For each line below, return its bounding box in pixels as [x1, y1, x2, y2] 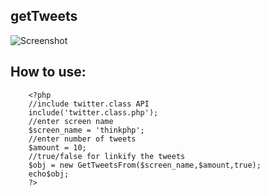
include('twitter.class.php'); [28, 107, 159, 118]
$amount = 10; [28, 142, 87, 153]
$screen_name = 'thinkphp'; [28, 125, 145, 135]
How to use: [10, 64, 87, 81]
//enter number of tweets [28, 134, 137, 144]
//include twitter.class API [28, 99, 150, 109]
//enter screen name [28, 116, 114, 126]
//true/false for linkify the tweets [28, 151, 186, 161]
